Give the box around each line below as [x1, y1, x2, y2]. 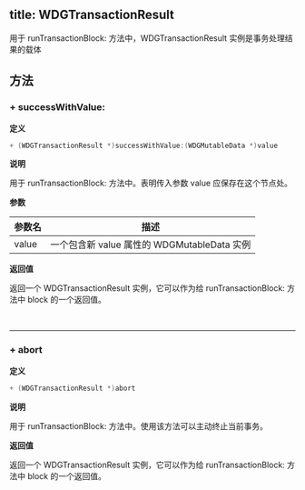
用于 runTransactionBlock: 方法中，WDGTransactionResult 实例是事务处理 [9, 32, 286, 44]
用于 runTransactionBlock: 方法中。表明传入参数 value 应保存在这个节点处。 [9, 177, 293, 189]
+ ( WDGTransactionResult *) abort [9, 384, 136, 393]
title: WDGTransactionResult [9, 7, 174, 23]
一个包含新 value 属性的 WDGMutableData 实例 [50, 238, 251, 251]
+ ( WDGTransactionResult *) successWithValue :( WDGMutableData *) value [9, 141, 279, 150]
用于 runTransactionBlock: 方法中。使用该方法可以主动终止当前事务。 [9, 420, 268, 431]
